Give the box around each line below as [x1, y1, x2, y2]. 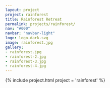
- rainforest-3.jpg [5, 59, 46, 64]
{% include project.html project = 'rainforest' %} [5, 77, 105, 83]
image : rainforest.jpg [5, 40, 53, 45]
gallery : [5, 45, 24, 50]
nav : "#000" [5, 26, 30, 31]
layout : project [5, 7, 39, 13]
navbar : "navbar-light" [5, 31, 56, 36]
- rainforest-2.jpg [5, 54, 46, 59]
